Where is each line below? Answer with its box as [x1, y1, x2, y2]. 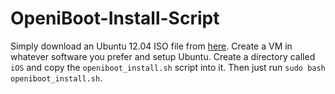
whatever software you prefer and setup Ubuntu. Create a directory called [10, 50, 316, 62]
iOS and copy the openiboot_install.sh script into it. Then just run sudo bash [10, 61, 326, 73]
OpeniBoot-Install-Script [10, 7, 220, 30]
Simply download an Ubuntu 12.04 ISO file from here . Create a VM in [10, 40, 293, 52]
